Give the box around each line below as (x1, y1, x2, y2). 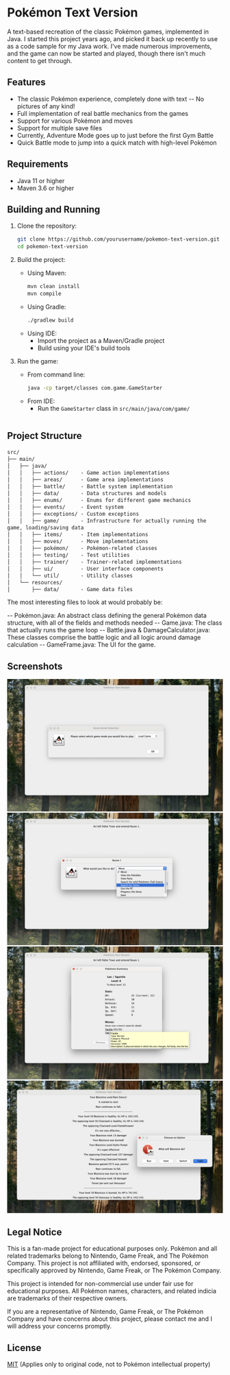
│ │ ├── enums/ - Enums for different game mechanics (7, 497, 192, 504)
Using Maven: (27, 269, 66, 277)
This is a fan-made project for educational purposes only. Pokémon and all (7, 1245, 218, 1253)
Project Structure (7, 430, 82, 442)
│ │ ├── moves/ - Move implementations (7, 538, 149, 545)
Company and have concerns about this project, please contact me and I (7, 1315, 212, 1323)
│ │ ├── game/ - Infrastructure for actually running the (7, 518, 207, 525)
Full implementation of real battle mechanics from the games (16, 109, 188, 117)
